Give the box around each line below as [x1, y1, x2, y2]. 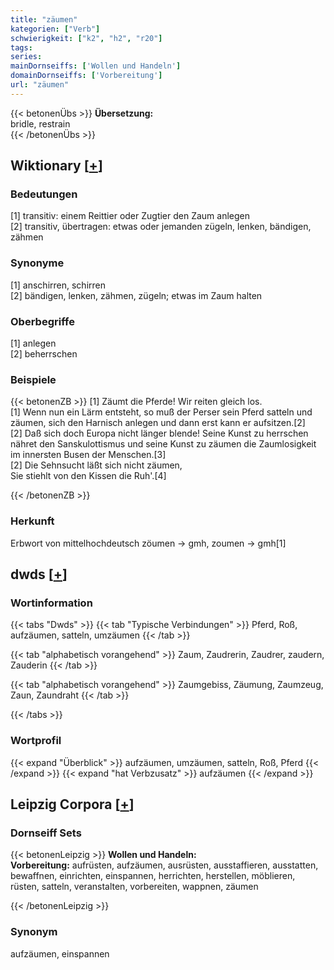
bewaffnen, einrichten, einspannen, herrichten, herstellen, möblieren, [10, 870, 296, 882]
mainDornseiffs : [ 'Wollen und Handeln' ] [10, 61, 182, 71]
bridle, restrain [10, 117, 71, 130]
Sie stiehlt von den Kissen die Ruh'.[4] [10, 470, 167, 482]
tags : [10, 42, 33, 53]
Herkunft [10, 514, 55, 528]
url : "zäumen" [10, 80, 70, 90]
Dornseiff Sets [10, 826, 82, 840]
